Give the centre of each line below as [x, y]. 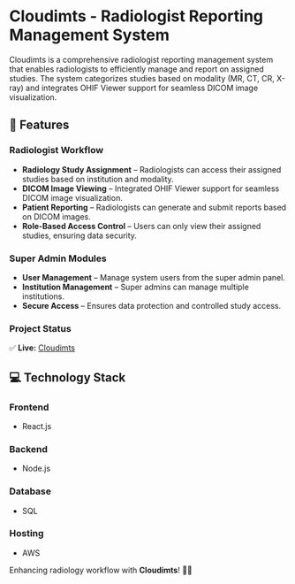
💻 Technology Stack [68, 377]
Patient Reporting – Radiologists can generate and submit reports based [154, 207]
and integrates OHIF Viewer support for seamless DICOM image [142, 88]
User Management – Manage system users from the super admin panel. [153, 277]
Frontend [29, 407]
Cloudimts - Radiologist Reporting [136, 16]
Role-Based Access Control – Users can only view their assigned [141, 226]
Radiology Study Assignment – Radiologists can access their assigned [151, 169]
